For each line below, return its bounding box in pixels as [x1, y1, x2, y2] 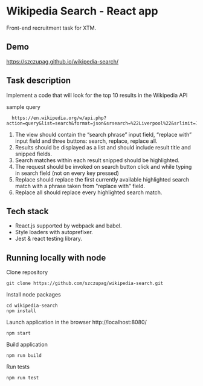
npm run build [6, 353, 42, 359]
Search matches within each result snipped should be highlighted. [14, 156, 180, 164]
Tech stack [6, 206, 49, 216]
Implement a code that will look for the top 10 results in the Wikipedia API [6, 91, 188, 99]
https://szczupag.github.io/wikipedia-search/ [6, 57, 119, 65]
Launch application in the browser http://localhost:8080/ [6, 319, 147, 326]
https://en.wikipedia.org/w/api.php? [11, 115, 107, 121]
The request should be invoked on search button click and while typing [14, 163, 192, 170]
